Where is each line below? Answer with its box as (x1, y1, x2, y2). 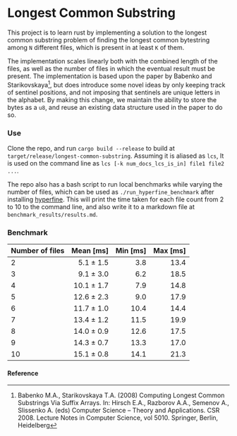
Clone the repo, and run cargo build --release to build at (7, 144, 175, 152)
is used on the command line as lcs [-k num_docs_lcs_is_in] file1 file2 (7, 158, 224, 167)
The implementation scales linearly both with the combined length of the (7, 56, 218, 65)
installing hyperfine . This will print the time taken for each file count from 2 (7, 195, 224, 204)
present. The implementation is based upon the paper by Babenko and (7, 72, 212, 80)
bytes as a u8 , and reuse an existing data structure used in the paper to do (7, 103, 223, 111)
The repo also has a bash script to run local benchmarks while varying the (7, 180, 223, 188)
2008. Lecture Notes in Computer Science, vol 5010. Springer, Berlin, (17, 413, 219, 422)
